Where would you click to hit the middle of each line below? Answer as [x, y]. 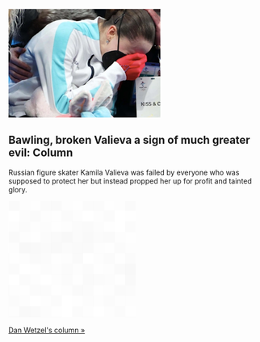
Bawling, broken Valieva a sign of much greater [129, 140]
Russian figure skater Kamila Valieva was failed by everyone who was [124, 172]
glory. [18, 189]
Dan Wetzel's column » [47, 330]
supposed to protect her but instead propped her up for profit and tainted [130, 181]
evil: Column [41, 153]
